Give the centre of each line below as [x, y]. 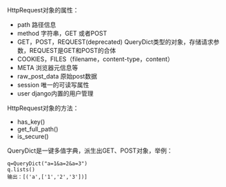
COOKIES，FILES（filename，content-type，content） [95, 59]
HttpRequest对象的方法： [43, 108]
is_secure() [33, 136]
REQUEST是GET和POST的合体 [73, 51]
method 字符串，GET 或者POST [62, 33]
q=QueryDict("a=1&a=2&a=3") [48, 164]
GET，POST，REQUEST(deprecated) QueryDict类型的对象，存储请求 [115, 42]
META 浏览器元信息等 [48, 68]
